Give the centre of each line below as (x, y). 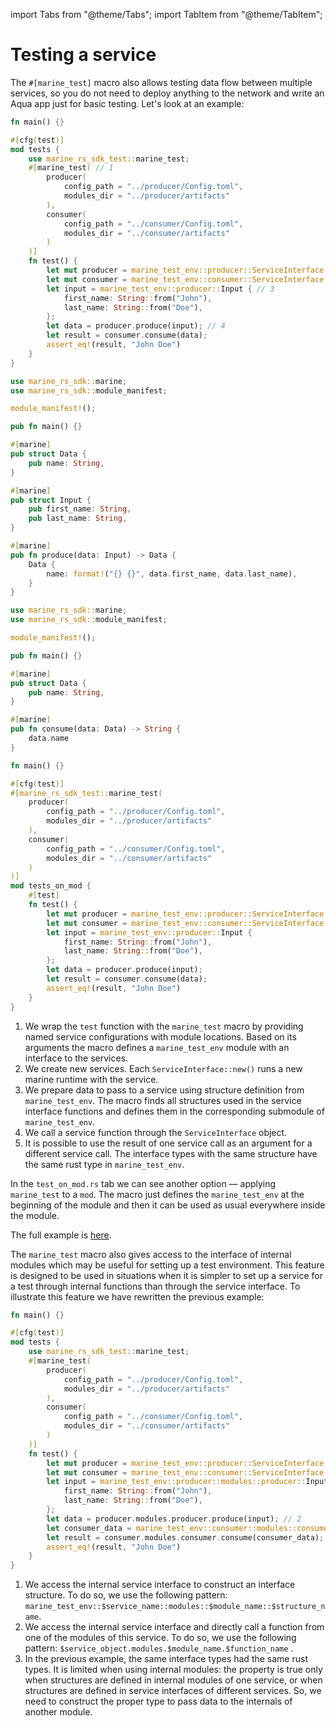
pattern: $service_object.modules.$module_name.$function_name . (159, 1648)
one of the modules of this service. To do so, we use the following (160, 1638)
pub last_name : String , (78, 519)
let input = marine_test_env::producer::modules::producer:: (176, 1482)
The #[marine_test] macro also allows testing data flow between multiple (161, 82)
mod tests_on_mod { (51, 886)
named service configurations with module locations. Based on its (160, 1036)
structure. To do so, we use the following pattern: (126, 1595)
